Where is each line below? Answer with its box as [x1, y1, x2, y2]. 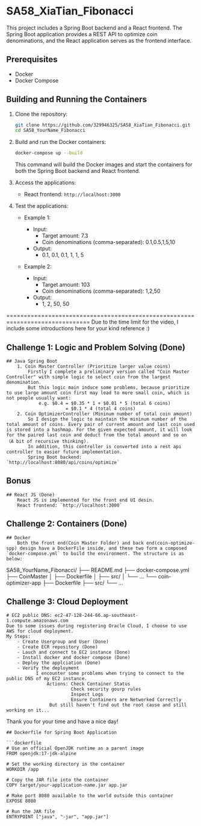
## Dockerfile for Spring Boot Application [6, 730, 117, 736]
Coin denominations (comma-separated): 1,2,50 [42, 287, 161, 295]
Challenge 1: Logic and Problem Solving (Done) [6, 342, 185, 352]
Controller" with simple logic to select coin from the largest [6, 374, 171, 380]
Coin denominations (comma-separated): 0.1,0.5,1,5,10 [42, 239, 176, 246]
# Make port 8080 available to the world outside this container [6, 793, 173, 799]
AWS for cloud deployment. [6, 628, 74, 634]
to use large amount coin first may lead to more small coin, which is [6, 390, 190, 396]
